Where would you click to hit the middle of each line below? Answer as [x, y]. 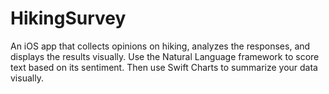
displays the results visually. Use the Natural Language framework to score [165, 56]
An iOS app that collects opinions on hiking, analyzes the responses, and [160, 46]
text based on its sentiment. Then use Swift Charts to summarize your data [164, 67]
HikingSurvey [68, 18]
